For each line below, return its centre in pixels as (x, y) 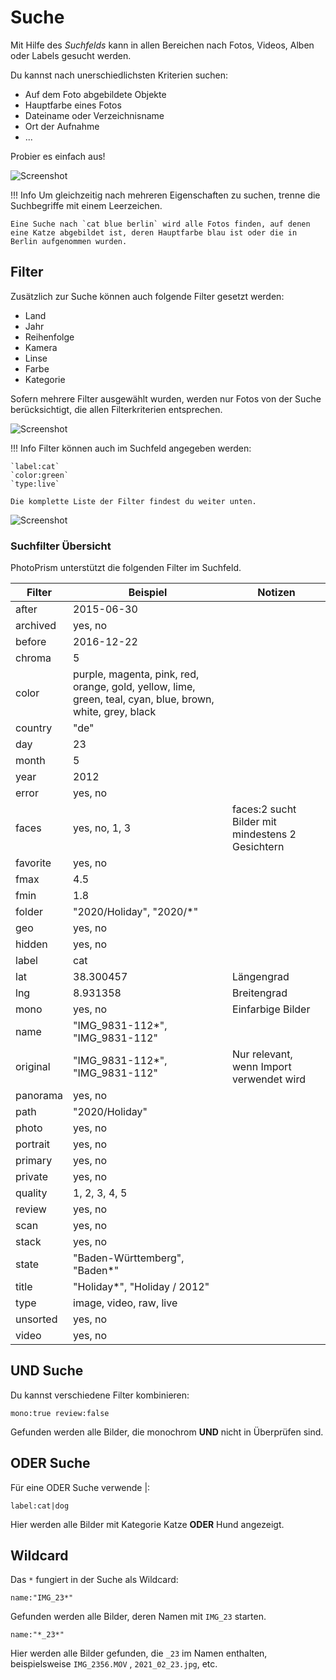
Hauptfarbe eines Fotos (73, 105)
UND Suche (47, 1371)
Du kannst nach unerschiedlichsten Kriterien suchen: (119, 75)
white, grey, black (115, 712)
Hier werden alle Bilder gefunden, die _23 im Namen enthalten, (139, 1653)
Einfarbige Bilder (271, 1009)
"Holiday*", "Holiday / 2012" (141, 1287)
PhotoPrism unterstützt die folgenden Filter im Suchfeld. (126, 568)
